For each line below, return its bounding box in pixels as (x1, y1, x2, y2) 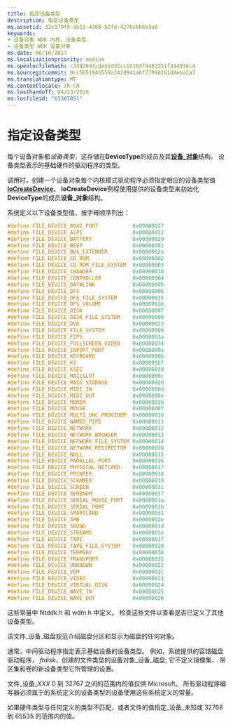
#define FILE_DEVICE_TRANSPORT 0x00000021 (7, 556, 164, 563)
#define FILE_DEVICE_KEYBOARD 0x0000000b (7, 353, 164, 360)
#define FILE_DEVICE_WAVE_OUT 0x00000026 (7, 594, 164, 601)
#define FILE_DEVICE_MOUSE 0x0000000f (7, 405, 164, 412)
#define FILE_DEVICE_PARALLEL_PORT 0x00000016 (7, 457, 164, 464)
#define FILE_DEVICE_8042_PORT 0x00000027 (7, 222, 164, 229)
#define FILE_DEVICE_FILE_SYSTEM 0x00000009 (7, 327, 164, 334)
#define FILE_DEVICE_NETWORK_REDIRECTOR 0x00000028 (7, 444, 164, 452)
